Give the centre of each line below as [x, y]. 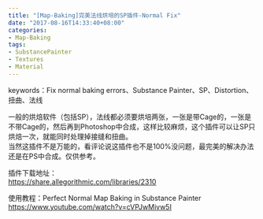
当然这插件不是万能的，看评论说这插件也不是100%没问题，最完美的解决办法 [131, 146]
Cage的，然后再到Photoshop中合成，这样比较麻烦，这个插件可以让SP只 [139, 126]
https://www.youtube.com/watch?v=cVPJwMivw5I [90, 206]
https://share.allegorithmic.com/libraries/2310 [82, 181]
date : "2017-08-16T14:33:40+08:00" [67, 23]
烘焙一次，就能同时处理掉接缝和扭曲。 [70, 136]
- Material [26, 67]
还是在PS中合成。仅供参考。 [54, 156]
